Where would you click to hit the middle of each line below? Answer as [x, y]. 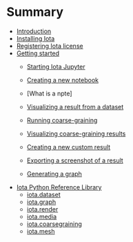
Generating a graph [54, 174]
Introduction [34, 31]
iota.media [42, 216]
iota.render [42, 209]
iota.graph [41, 202]
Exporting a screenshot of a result [75, 160]
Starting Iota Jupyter [56, 66]
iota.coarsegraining [54, 224]
